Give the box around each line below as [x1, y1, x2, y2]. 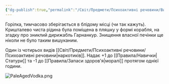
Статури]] [5, 57, 27, 63]
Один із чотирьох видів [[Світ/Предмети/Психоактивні [5, 47, 122, 53]
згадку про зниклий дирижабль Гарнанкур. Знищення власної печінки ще [5, 32, 163, 38]
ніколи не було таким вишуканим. [5, 37, 78, 43]
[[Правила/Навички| [114, 52, 157, 58]
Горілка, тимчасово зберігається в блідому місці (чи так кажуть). [5, 21, 146, 27]
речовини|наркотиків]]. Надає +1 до [35, 52, 113, 58]
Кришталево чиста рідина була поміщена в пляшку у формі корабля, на [5, 26, 159, 33]
